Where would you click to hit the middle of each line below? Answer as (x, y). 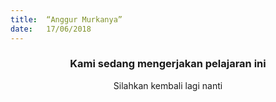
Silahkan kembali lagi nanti (168, 85)
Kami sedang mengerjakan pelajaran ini (168, 64)
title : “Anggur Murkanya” (66, 19)
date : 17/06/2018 (51, 29)
